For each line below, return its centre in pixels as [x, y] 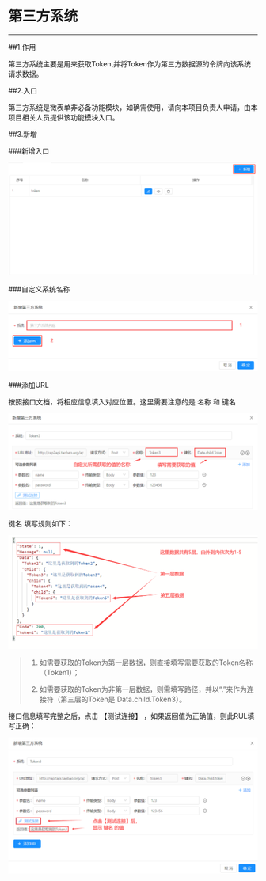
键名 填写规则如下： [40, 524]
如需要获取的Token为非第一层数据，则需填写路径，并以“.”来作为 [143, 689]
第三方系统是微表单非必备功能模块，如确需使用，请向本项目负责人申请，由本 [133, 107]
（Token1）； [59, 673]
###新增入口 [29, 150]
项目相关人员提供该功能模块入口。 [64, 117]
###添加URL [28, 385]
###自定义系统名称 [39, 289]
